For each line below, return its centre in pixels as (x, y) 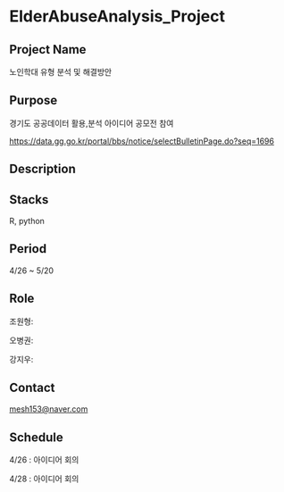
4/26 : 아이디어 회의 (44, 460)
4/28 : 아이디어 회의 (44, 479)
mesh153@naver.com (49, 409)
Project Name (48, 50)
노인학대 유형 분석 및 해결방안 (61, 72)
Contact (32, 388)
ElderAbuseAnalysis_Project (117, 17)
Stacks (29, 200)
